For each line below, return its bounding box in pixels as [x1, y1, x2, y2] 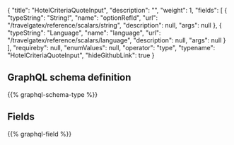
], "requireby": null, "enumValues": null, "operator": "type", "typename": [7, 44, 216, 52]
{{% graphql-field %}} [7, 129, 72, 138]
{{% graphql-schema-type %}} [7, 90, 98, 98]
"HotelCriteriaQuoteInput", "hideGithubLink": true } [7, 51, 155, 59]
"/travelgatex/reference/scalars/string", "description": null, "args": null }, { [7, 21, 223, 29]
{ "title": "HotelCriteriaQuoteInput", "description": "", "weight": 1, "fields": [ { [7, 6, 228, 14]
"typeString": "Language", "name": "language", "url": [7, 28, 161, 37]
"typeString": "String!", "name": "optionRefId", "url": [7, 13, 158, 22]
